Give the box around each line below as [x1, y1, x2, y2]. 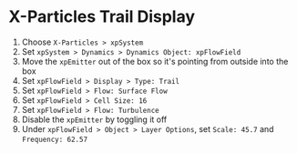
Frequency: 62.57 [21, 135, 88, 144]
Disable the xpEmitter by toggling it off [21, 114, 168, 125]
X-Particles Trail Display [8, 6, 196, 27]
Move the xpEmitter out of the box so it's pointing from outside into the [21, 56, 289, 66]
